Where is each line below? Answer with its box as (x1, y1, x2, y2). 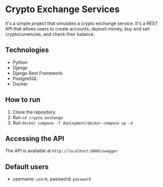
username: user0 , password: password (12, 176, 91, 182)
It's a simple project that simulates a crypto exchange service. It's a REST (5, 20, 158, 26)
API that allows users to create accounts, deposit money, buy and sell (5, 25, 150, 31)
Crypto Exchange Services (5, 4, 120, 15)
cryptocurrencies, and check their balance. (5, 31, 95, 37)
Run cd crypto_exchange (12, 114, 63, 120)
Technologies (5, 46, 49, 54)
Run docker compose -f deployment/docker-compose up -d (12, 120, 133, 126)
